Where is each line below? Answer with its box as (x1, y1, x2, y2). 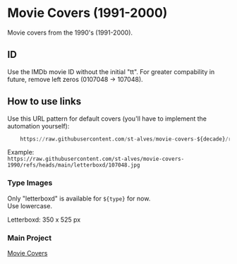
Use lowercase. (7, 201, 53, 210)
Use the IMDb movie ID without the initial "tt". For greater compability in (7, 67, 215, 76)
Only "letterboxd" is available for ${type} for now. (7, 194, 151, 203)
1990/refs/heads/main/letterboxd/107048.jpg (7, 162, 140, 169)
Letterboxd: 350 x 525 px (7, 215, 81, 224)
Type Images (7, 178, 53, 188)
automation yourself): (7, 121, 70, 130)
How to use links (7, 95, 82, 107)
